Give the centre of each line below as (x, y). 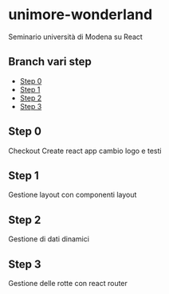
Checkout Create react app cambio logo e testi (85, 151)
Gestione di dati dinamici (49, 239)
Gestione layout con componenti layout (73, 195)
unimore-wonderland (81, 15)
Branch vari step (50, 62)
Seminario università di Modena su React (76, 37)
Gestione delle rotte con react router (68, 283)
